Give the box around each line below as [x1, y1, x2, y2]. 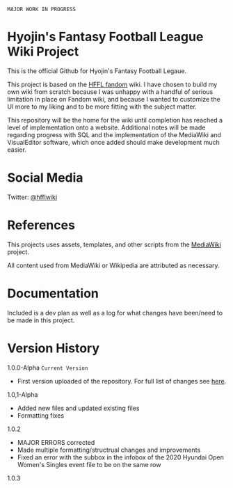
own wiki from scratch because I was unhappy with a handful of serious [7, 87, 214, 96]
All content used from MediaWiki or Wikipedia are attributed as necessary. [7, 261, 220, 269]
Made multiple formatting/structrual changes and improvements [17, 446, 201, 454]
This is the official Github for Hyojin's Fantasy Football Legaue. [7, 66, 186, 75]
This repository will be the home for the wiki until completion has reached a [7, 116, 223, 124]
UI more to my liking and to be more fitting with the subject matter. [7, 102, 197, 111]
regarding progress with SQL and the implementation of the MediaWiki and [7, 130, 221, 139]
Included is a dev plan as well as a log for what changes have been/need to [7, 308, 223, 317]
